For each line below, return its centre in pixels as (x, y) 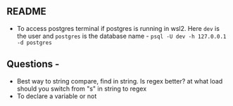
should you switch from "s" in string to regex (82, 88)
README (26, 12)
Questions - (33, 64)
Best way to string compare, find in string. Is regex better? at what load (120, 81)
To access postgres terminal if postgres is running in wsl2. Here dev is (118, 28)
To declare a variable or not (57, 96)
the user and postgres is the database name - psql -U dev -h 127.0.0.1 (121, 36)
